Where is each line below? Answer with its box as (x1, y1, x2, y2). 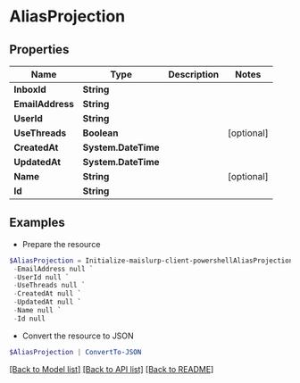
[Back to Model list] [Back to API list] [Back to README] (9, 363, 214, 374)
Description (168, 69, 220, 80)
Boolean (82, 127, 119, 139)
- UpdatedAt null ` (12, 297, 82, 307)
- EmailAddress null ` (12, 264, 94, 273)
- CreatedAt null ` (12, 289, 82, 298)
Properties (9, 42, 70, 57)
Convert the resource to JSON (21, 330, 134, 341)
